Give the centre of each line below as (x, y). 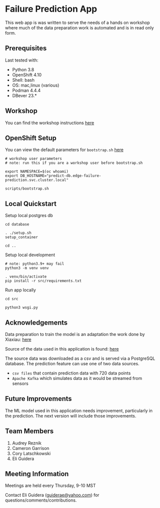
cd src (12, 299)
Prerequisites (26, 48)
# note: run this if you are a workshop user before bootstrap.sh (74, 163)
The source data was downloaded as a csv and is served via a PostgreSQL (80, 358)
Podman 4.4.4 (26, 90)
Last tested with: (22, 60)
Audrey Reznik (27, 443)
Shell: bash (23, 80)
